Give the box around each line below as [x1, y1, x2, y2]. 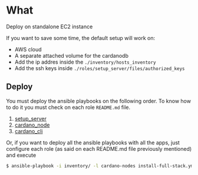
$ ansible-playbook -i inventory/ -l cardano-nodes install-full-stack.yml [6, 163, 196, 169]
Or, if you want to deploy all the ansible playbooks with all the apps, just [6, 139, 180, 146]
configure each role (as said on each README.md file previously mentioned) [6, 145, 192, 152]
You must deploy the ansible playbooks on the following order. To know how [6, 97, 192, 104]
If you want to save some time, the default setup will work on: [6, 34, 156, 41]
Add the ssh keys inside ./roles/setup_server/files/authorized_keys [14, 64, 185, 71]
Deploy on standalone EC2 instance [6, 23, 93, 30]
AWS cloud [14, 45, 42, 53]
